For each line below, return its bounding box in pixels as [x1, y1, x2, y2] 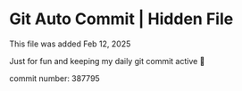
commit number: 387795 [9, 72, 100, 84]
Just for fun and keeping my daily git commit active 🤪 [9, 55, 205, 66]
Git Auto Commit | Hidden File [9, 9, 234, 29]
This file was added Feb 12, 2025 [9, 38, 131, 49]
